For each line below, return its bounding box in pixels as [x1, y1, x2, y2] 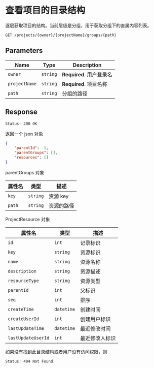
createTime [8, 306, 34, 312]
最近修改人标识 [80, 334, 116, 342]
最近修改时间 [80, 325, 111, 332]
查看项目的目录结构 [5, 5, 86, 16]
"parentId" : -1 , [14, 145, 49, 150]
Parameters [5, 46, 43, 55]
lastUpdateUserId [8, 335, 50, 341]
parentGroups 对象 [5, 169, 45, 175]
